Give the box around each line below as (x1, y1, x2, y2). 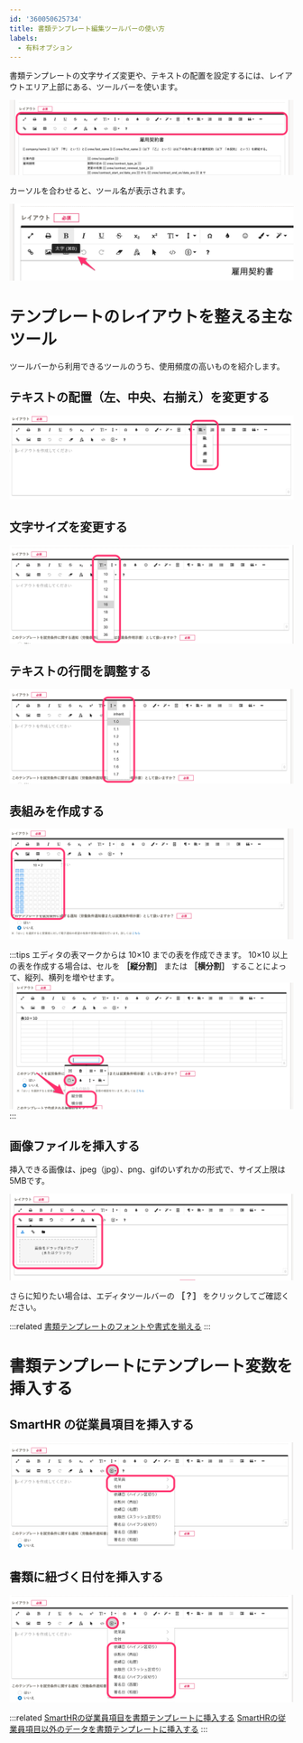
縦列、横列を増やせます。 (24, 971, 119, 982)
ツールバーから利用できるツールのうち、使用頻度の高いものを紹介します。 (9, 361, 286, 371)
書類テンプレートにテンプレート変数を (9, 1355, 293, 1376)
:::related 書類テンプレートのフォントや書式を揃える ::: (9, 1320, 211, 1332)
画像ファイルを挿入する (9, 1139, 140, 1154)
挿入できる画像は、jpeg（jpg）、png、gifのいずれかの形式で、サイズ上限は (9, 1164, 286, 1175)
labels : (9, 33, 39, 42)
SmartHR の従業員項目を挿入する (9, 1417, 195, 1432)
